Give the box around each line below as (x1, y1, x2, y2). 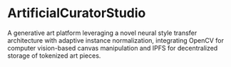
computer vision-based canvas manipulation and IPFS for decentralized (7, 43, 218, 52)
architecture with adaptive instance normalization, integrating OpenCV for (7, 36, 225, 44)
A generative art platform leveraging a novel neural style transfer (7, 29, 197, 37)
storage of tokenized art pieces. (7, 51, 101, 60)
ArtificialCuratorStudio (7, 5, 146, 21)
